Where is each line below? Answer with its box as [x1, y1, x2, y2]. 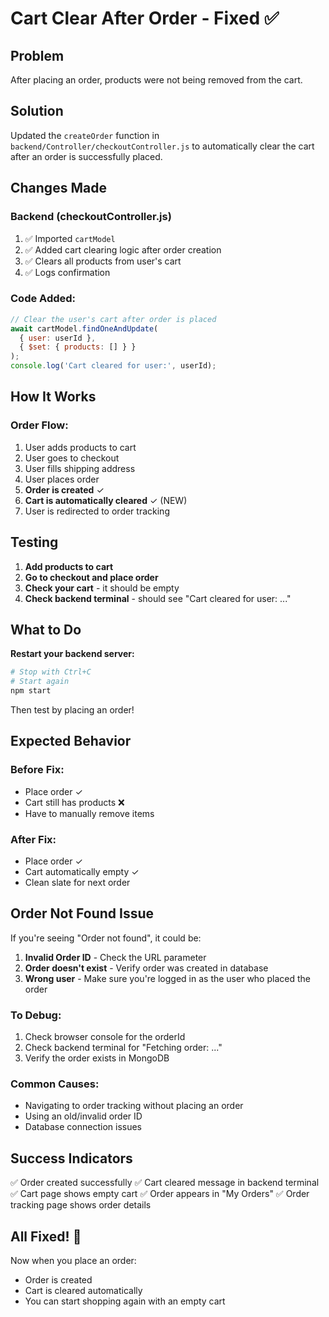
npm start [10, 686, 52, 696]
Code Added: [10, 292, 77, 306]
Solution [10, 103, 64, 120]
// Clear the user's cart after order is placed [10, 314, 217, 324]
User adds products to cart [24, 441, 137, 453]
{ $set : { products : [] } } [19, 342, 137, 352]
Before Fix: [10, 763, 65, 777]
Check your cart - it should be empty [24, 582, 180, 594]
